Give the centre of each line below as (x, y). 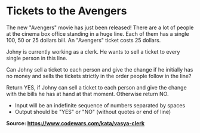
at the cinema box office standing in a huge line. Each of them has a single (98, 33)
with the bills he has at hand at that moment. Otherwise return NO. (87, 94)
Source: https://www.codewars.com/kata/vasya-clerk (76, 123)
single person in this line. (37, 58)
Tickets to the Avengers (67, 11)
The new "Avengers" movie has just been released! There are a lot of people (100, 27)
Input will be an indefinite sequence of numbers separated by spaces (100, 105)
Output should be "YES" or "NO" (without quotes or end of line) (93, 112)
